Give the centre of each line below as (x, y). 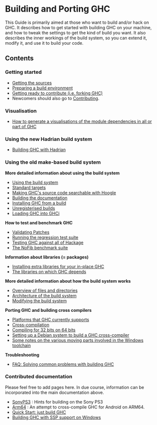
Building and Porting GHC (58, 9)
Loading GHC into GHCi (36, 213)
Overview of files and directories (45, 290)
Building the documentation (40, 198)
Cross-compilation (31, 324)
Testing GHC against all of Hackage (48, 242)
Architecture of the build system (44, 295)
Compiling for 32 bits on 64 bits (44, 330)
